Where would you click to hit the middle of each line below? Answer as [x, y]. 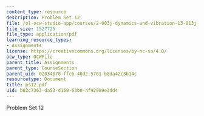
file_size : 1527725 [31, 29]
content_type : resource [36, 12]
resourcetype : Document [36, 79]
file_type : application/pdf [42, 34]
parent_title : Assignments [40, 62]
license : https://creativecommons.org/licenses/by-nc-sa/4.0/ [87, 51]
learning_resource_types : [39, 40]
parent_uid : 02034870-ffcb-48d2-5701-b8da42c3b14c [72, 74]
